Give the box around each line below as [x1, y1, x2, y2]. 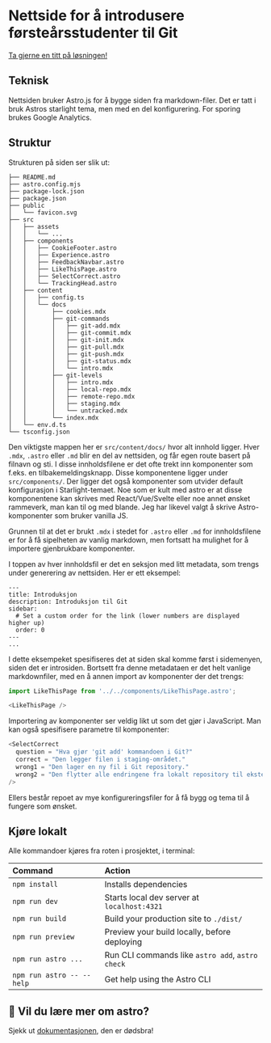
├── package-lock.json [8, 187, 85, 196]
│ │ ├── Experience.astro [8, 251, 110, 259]
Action [104, 865, 131, 876]
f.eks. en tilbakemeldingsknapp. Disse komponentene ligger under [8, 467, 228, 477]
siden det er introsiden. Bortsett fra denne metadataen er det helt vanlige [8, 662, 252, 673]
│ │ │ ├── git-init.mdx [8, 336, 125, 344]
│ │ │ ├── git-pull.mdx [8, 343, 125, 351]
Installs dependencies [104, 879, 188, 890]
